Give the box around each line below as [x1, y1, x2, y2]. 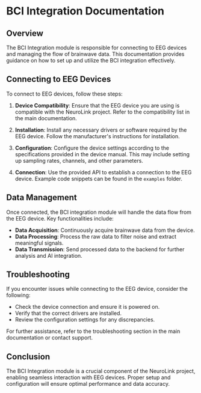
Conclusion [6, 352, 51, 362]
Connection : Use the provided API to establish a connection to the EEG [14, 168, 192, 175]
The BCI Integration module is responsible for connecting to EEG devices [6, 44, 187, 51]
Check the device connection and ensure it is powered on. [14, 303, 160, 311]
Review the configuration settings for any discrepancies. [14, 316, 155, 323]
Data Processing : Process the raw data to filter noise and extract [14, 233, 176, 240]
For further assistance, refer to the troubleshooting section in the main [6, 327, 181, 335]
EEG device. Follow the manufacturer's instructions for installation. [14, 132, 180, 139]
